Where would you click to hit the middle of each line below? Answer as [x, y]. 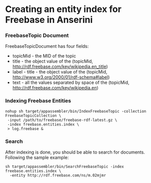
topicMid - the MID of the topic [44, 56]
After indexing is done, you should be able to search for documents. [75, 152]
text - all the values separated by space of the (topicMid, [71, 82]
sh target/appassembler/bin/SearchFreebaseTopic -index [64, 167]
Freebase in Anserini [49, 20]
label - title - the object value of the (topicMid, [60, 72]
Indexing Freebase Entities [38, 101]
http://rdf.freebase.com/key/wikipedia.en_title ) [60, 66]
